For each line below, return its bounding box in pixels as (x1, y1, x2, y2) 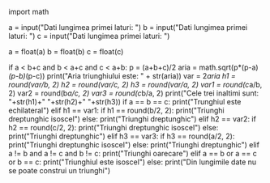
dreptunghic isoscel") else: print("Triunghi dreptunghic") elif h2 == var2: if (8, 114, 257, 124)
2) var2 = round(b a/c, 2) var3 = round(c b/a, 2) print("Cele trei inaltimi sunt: (8, 88, 259, 98)
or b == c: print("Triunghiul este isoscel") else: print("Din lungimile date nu (8, 157, 257, 167)
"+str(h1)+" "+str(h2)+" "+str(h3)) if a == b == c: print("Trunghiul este (8, 97, 242, 106)
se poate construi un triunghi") (8, 166, 111, 175)
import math (8, 7, 49, 16)
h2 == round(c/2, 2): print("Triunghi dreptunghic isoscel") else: (8, 123, 219, 132)
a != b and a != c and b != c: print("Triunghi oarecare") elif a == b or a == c (8, 149, 257, 158)
